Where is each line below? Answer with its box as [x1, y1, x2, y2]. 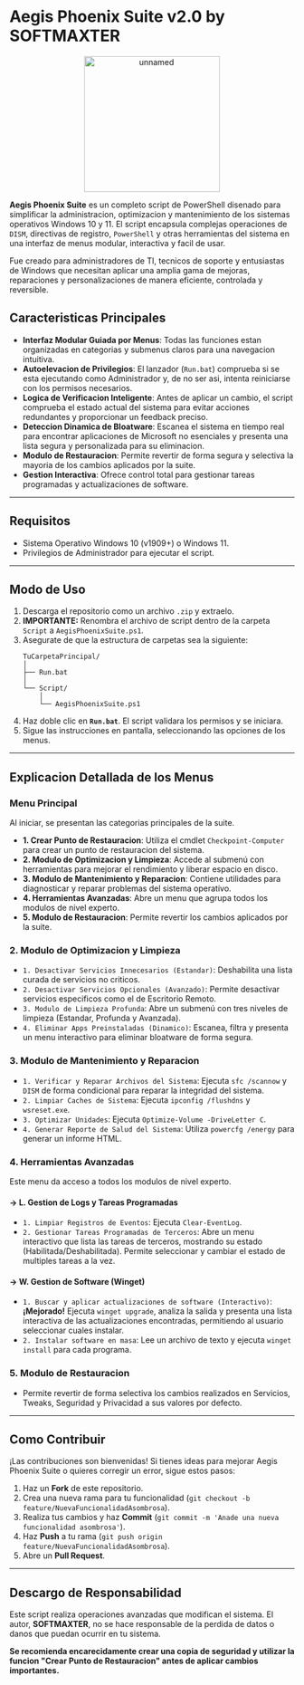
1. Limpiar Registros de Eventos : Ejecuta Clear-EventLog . [22, 1217, 242, 1228]
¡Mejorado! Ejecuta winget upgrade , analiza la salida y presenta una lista [22, 1306, 292, 1316]
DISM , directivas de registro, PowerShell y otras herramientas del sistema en [9, 228, 290, 239]
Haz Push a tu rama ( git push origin [22, 1531, 163, 1542]
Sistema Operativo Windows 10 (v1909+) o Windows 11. [22, 537, 229, 549]
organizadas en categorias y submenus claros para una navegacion [22, 344, 276, 355]
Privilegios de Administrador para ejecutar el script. [22, 547, 214, 558]
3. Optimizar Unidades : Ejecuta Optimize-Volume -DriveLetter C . [22, 1114, 267, 1125]
